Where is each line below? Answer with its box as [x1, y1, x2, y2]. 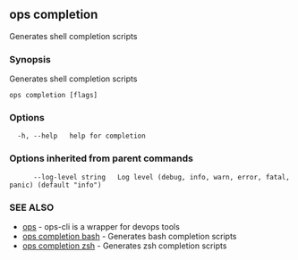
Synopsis [9, 53, 51, 65]
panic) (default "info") [9, 180, 102, 189]
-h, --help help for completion [17, 131, 146, 141]
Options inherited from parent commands [9, 152, 194, 164]
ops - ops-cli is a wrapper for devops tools [21, 222, 181, 231]
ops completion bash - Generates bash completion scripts [21, 231, 237, 241]
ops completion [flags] [9, 91, 98, 100]
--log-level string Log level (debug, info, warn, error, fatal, [32, 172, 291, 181]
